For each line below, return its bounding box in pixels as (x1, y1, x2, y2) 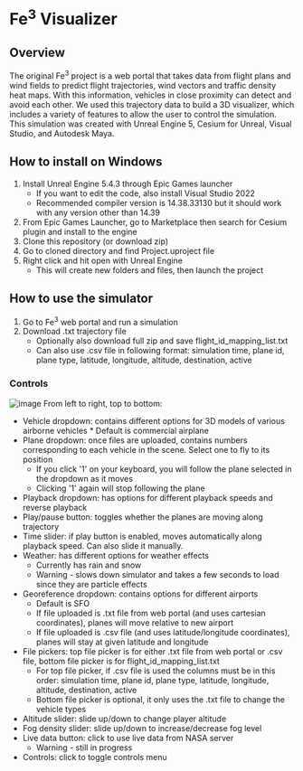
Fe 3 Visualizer (9, 5, 118, 30)
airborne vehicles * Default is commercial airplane (22, 425, 210, 436)
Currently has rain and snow (35, 559, 142, 570)
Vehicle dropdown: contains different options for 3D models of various (22, 415, 285, 426)
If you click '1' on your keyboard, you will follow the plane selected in (35, 463, 292, 475)
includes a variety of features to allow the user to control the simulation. (9, 108, 278, 119)
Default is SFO (35, 597, 90, 608)
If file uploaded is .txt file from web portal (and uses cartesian (35, 607, 267, 618)
